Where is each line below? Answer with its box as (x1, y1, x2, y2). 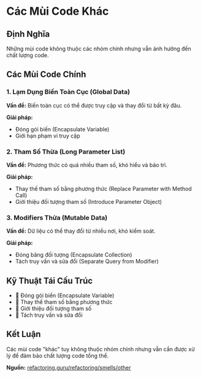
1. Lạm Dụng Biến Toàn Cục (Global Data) (6, 88, 131, 96)
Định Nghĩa (6, 29, 50, 39)
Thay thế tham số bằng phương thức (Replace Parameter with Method (15, 185, 192, 192)
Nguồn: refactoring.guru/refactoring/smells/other (6, 363, 131, 371)
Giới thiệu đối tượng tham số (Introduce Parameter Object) (15, 198, 162, 205)
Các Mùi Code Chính (6, 69, 86, 80)
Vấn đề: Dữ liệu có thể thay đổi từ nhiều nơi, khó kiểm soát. (6, 227, 156, 235)
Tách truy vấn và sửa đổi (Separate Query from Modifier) (15, 258, 159, 265)
